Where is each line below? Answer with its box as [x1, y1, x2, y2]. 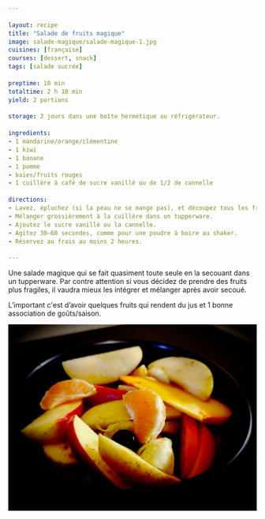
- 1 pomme [8, 162, 41, 170]
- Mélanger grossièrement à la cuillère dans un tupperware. [8, 212, 214, 220]
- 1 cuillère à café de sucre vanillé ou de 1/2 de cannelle [8, 179, 214, 187]
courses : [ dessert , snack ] [8, 54, 97, 62]
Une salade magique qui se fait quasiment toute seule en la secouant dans [8, 268, 250, 278]
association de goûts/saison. [8, 308, 102, 319]
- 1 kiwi [8, 146, 37, 154]
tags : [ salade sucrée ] [8, 63, 83, 71]
